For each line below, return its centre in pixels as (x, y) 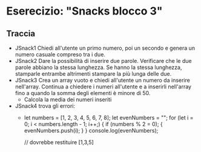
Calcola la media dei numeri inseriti (68, 99)
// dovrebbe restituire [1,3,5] (59, 142)
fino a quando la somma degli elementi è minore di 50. (83, 93)
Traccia (21, 34)
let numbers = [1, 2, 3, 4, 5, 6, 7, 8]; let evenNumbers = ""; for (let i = (109, 117)
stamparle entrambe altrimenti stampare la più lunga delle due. (93, 74)
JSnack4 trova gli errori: (45, 106)
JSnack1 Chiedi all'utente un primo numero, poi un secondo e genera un (105, 48)
